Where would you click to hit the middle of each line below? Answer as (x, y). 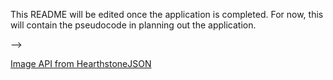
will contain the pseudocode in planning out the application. (133, 25)
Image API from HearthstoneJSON (81, 63)
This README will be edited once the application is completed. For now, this (167, 14)
